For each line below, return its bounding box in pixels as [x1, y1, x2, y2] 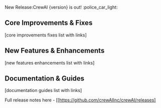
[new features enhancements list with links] [5, 59, 95, 65]
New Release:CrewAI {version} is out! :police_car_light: [5, 4, 118, 10]
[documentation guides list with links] [5, 87, 82, 93]
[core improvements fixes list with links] [5, 32, 87, 38]
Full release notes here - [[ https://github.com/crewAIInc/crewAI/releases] [5, 97, 156, 103]
